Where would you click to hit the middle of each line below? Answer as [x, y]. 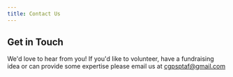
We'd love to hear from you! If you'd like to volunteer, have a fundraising [111, 59]
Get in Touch [36, 42]
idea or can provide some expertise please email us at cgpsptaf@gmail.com [116, 66]
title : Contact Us [34, 14]
